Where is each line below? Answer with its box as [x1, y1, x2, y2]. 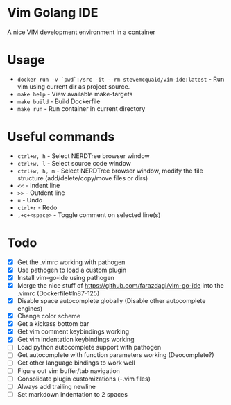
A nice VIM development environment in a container [7, 28, 156, 36]
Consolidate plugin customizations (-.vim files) [17, 374, 151, 383]
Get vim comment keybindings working [17, 327, 130, 336]
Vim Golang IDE [7, 5, 99, 21]
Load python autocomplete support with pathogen [17, 343, 162, 352]
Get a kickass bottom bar [17, 320, 89, 328]
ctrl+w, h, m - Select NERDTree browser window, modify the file [17, 166, 203, 175]
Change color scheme [17, 312, 81, 320]
